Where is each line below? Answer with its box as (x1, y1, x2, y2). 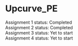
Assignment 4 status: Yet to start (5, 35, 73, 41)
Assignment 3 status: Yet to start (5, 30, 73, 36)
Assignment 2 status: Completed (5, 24, 73, 30)
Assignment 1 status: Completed (5, 19, 72, 25)
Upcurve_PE (5, 3, 58, 14)
